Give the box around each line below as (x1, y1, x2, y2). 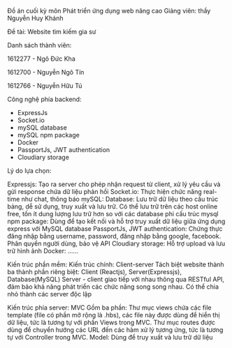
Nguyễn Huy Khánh (7, 14, 64, 22)
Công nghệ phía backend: (7, 95, 82, 103)
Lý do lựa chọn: (7, 167, 52, 174)
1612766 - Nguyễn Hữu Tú (7, 82, 82, 90)
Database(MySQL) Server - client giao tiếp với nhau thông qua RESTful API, (7, 275, 225, 283)
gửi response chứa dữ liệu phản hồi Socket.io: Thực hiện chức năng (7, 188, 203, 195)
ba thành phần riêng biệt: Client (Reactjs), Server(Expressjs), (7, 268, 182, 275)
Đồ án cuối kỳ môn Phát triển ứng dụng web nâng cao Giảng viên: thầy (7, 7, 211, 15)
